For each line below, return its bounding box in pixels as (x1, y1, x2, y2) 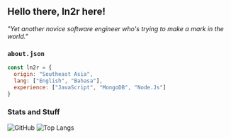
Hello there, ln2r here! (7, 6, 106, 18)
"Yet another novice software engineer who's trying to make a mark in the (7, 24, 225, 33)
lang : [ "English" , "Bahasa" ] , (13, 77, 103, 84)
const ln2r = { (7, 64, 52, 72)
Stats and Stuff (7, 107, 60, 117)
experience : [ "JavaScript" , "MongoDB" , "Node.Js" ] (13, 84, 167, 91)
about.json (7, 50, 45, 57)
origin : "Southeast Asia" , (13, 70, 94, 77)
